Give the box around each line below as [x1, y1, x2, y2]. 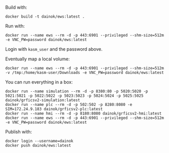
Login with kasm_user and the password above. [5, 46, 103, 52]
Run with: [5, 23, 25, 29]
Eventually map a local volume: [5, 56, 70, 62]
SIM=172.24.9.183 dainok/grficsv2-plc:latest [5, 106, 103, 111]
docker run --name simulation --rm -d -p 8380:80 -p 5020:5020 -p [5, 89, 148, 94]
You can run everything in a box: [5, 79, 73, 85]
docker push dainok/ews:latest [5, 143, 71, 148]
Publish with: [5, 129, 32, 135]
